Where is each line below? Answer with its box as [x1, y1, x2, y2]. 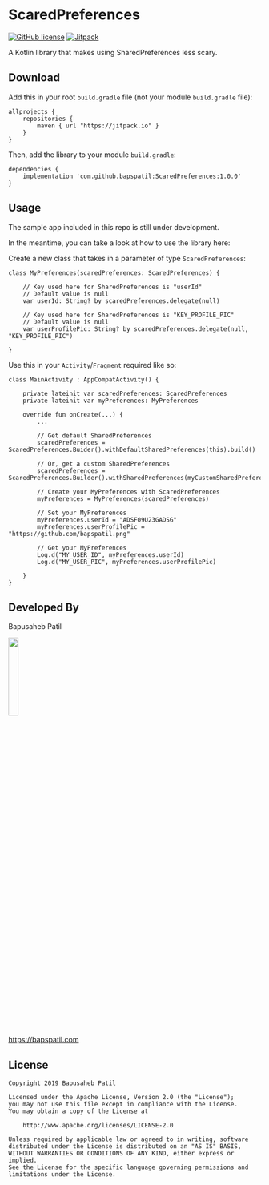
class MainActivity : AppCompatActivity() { [8, 375, 159, 384]
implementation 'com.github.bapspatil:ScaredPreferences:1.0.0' [22, 172, 242, 180]
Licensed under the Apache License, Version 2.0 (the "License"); [8, 1094, 235, 1102]
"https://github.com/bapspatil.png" [8, 530, 130, 538]
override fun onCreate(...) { [22, 410, 124, 418]
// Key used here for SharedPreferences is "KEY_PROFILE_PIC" [22, 311, 235, 319]
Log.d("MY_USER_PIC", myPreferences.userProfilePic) [37, 558, 217, 566]
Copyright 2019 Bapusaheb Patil [8, 1079, 116, 1087]
